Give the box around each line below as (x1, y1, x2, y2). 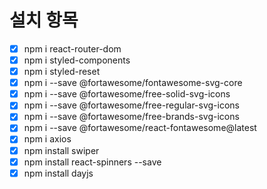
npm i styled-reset (23, 66, 101, 78)
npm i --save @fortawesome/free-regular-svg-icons (23, 99, 240, 111)
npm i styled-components (23, 54, 131, 66)
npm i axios (23, 133, 72, 145)
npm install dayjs (23, 167, 94, 179)
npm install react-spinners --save (23, 156, 162, 168)
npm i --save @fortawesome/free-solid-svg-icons (23, 88, 231, 100)
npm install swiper (23, 144, 100, 156)
